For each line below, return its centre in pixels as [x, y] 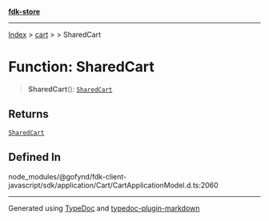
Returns [29, 114]
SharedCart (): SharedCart [70, 89]
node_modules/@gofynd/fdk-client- [67, 176]
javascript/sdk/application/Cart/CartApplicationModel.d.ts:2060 [113, 185]
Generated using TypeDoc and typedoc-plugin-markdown [104, 208]
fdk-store [24, 12]
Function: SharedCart [81, 67]
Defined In [35, 157]
